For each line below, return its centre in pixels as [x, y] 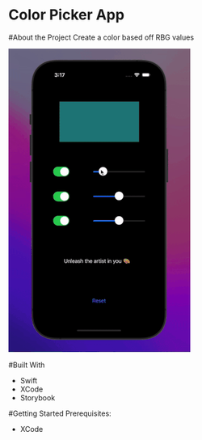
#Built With [27, 365]
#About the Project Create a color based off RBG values [101, 37]
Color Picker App [67, 15]
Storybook [38, 397]
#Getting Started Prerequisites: [60, 413]
